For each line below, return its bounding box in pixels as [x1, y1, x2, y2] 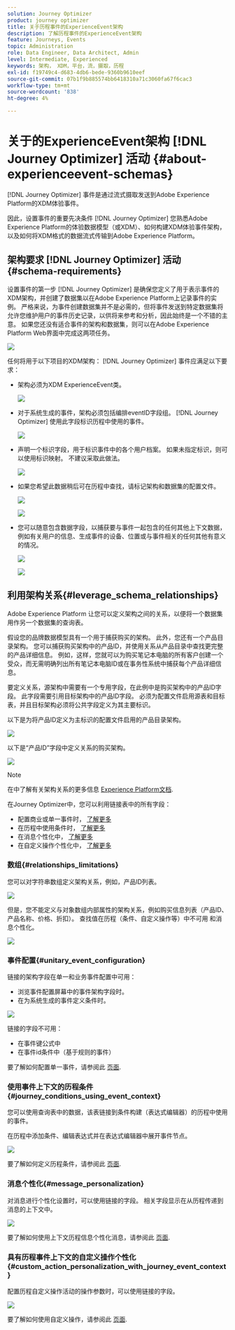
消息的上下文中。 [7, 1205, 57, 1213]
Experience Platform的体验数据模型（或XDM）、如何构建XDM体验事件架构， [7, 222, 226, 231]
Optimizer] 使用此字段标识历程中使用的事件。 [17, 417, 148, 425]
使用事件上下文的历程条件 [7, 1082, 94, 1092]
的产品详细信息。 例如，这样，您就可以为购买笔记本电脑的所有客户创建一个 [7, 650, 224, 659]
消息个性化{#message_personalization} [7, 1179, 145, 1188]
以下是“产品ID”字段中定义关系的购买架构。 [7, 743, 129, 752]
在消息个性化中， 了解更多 [17, 832, 93, 841]
